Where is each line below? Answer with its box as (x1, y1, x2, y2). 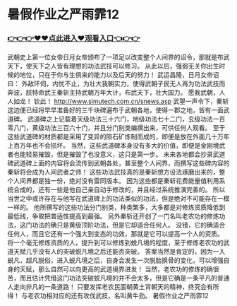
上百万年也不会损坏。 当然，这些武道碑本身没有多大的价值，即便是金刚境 (7, 141, 219, 150)
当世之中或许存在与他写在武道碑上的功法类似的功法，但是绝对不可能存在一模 (7, 194, 230, 203)
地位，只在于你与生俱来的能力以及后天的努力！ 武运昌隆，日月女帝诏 (19, 71, 219, 79)
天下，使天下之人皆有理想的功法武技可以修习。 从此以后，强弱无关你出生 (7, 61, 219, 71)
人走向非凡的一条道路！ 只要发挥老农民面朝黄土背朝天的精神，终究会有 (7, 283, 213, 291)
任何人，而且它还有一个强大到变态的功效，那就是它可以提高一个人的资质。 (7, 230, 224, 238)
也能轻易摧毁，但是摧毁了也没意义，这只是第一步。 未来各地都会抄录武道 (13, 150, 226, 159)
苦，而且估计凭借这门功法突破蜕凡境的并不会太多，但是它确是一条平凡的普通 (7, 273, 230, 283)
